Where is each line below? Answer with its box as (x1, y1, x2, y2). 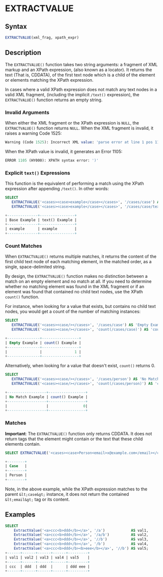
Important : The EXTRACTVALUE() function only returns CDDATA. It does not (5, 431, 152, 436)
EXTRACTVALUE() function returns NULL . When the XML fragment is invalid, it (5, 125, 154, 131)
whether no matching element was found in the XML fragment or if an (5, 284, 145, 289)
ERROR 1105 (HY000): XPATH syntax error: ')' (5, 158, 98, 163)
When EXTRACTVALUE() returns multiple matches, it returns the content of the (5, 253, 157, 259)
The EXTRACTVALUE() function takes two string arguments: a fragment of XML (5, 61, 158, 67)
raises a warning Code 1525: (5, 130, 62, 136)
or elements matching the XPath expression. (5, 77, 94, 83)
